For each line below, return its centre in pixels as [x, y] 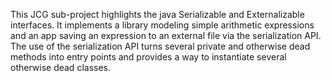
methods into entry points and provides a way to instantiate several [148, 57]
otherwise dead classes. [60, 67]
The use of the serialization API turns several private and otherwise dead [160, 46]
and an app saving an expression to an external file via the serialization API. [166, 35]
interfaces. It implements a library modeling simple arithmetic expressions [162, 25]
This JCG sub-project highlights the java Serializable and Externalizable [157, 14]
